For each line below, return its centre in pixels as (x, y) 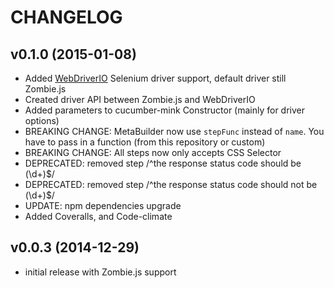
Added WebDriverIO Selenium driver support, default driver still (155, 78)
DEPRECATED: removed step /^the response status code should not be (171, 184)
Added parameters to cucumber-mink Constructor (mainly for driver (165, 110)
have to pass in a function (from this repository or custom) (145, 142)
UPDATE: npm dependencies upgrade (103, 205)
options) (42, 120)
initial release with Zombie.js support (100, 272)
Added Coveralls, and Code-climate (98, 216)
